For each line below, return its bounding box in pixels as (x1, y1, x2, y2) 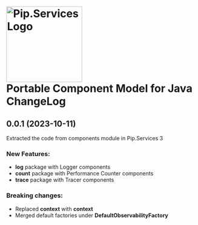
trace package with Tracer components (15, 176, 114, 184)
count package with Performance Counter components (15, 170, 154, 177)
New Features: (6, 149, 50, 158)
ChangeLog (6, 94, 66, 108)
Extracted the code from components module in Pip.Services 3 (6, 135, 163, 142)
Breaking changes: (6, 191, 64, 200)
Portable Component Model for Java (6, 82, 193, 96)
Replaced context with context (15, 205, 93, 212)
